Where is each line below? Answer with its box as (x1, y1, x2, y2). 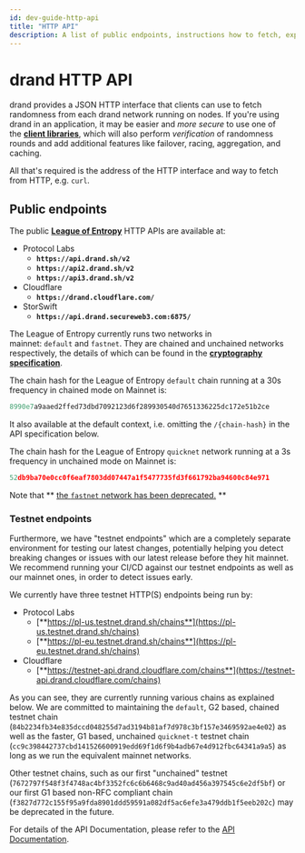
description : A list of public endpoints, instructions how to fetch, (9, 30, 282, 39)
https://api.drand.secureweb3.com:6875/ (35, 313, 192, 322)
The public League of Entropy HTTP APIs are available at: (9, 226, 226, 236)
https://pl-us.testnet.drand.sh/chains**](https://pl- (46, 617, 236, 627)
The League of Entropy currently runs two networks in (9, 328, 212, 339)
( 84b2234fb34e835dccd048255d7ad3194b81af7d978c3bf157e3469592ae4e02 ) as (9, 721, 287, 732)
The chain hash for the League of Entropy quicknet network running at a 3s (9, 447, 291, 457)
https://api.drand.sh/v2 (35, 255, 131, 264)
